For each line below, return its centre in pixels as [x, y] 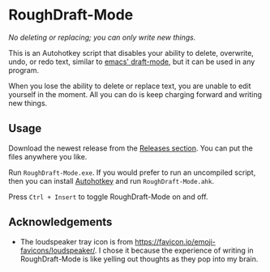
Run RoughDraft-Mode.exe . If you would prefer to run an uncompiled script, [132, 172]
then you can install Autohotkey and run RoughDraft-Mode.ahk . [111, 181]
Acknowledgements [60, 222]
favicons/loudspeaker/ [58, 250]
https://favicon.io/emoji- [176, 241]
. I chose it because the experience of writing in [174, 250]
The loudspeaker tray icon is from [77, 241]
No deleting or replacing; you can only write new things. [102, 37]
